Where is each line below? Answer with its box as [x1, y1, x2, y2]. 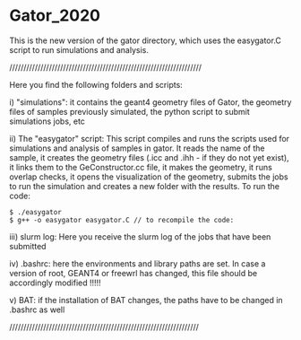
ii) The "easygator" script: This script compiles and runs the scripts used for [9, 133, 289, 144]
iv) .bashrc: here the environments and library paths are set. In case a [9, 257, 266, 269]
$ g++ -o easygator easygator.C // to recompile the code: [9, 215, 235, 224]
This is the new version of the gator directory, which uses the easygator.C [9, 35, 282, 46]
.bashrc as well [9, 304, 65, 315]
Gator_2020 [9, 5, 101, 26]
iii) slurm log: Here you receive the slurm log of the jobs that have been [9, 231, 271, 242]
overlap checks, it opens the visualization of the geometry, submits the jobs [9, 171, 288, 182]
